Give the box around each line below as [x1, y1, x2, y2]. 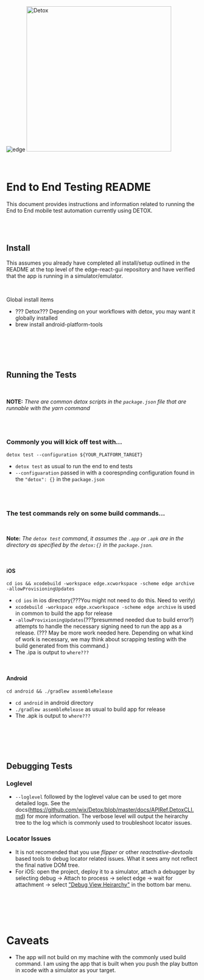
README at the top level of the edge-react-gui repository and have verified [6, 265, 195, 273]
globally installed [15, 314, 58, 322]
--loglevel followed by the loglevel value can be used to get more [15, 793, 181, 800]
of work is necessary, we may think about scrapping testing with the [15, 636, 187, 643]
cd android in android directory [15, 699, 94, 706]
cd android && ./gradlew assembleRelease [6, 688, 113, 694]
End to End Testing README [6, 180, 151, 194]
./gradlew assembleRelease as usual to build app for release [15, 706, 166, 713]
